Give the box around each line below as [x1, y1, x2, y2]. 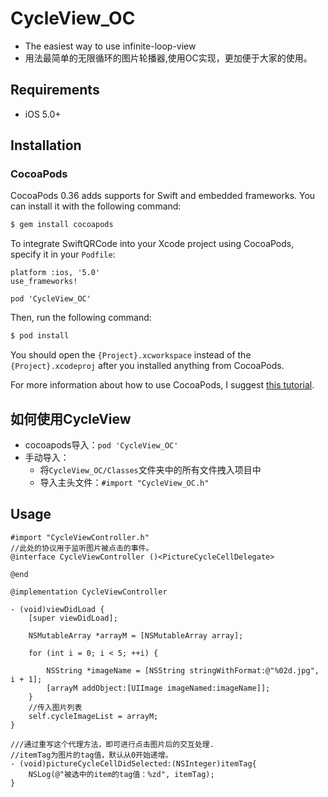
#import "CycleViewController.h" [10, 532, 150, 542]
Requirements [10, 82, 100, 99]
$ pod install [10, 331, 70, 341]
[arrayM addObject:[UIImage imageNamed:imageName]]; [46, 683, 271, 693]
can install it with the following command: [10, 200, 182, 212]
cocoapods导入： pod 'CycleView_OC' [24, 439, 179, 451]
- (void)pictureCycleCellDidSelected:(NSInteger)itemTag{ [10, 758, 257, 769]
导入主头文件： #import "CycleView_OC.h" [39, 477, 210, 488]
